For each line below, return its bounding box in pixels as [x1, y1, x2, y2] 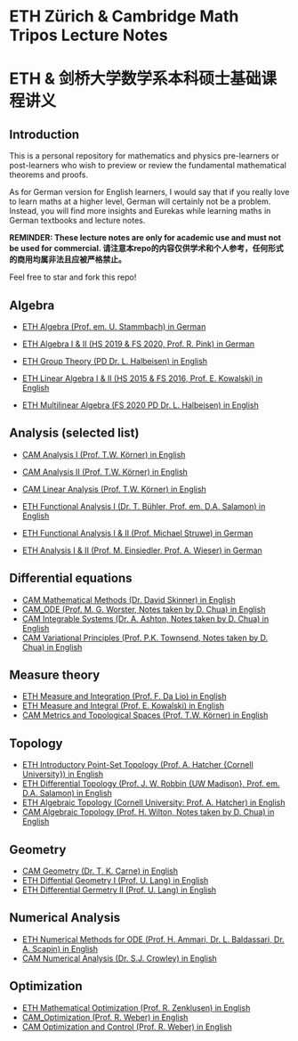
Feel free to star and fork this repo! [9, 272, 137, 282]
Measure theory [9, 668, 101, 683]
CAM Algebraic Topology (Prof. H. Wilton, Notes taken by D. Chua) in [21, 807, 275, 817]
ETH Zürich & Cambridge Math [9, 6, 239, 27]
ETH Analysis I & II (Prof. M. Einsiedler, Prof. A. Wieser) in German [21, 545, 262, 556]
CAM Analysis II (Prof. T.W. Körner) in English [21, 466, 189, 477]
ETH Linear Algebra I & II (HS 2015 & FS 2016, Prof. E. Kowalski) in [21, 373, 263, 384]
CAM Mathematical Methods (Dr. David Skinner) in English [21, 594, 236, 605]
